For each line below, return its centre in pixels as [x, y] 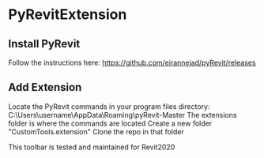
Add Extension [45, 87]
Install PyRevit [44, 44]
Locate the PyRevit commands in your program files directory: [109, 106]
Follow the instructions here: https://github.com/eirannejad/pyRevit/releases [132, 62]
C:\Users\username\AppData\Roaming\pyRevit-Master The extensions [123, 115]
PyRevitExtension [68, 15]
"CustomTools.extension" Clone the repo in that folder [96, 131]
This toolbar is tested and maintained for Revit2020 [92, 147]
